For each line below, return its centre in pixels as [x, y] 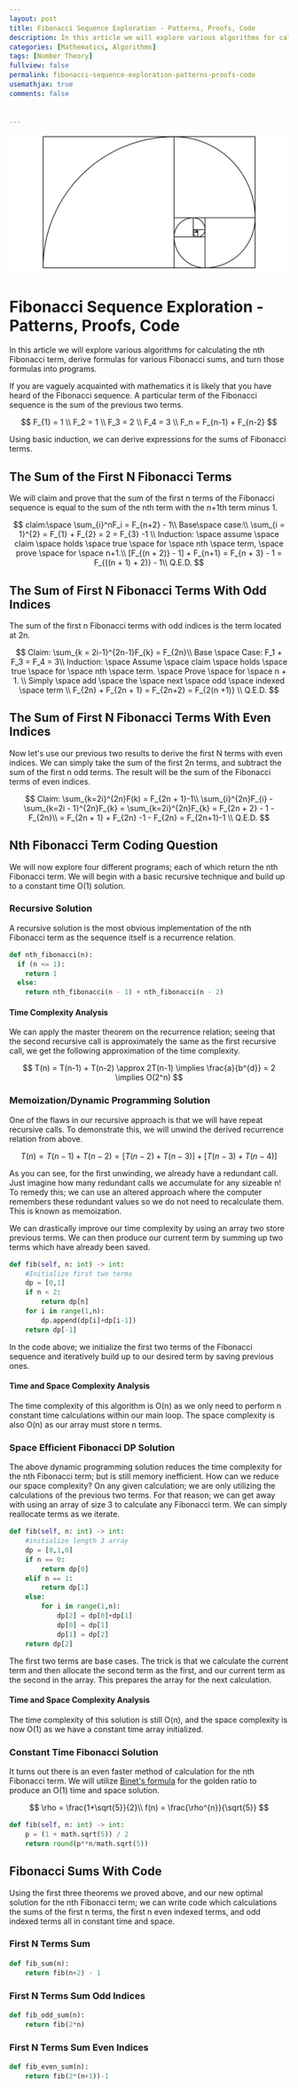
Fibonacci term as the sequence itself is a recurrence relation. [122, 937]
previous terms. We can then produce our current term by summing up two [146, 1238]
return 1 [41, 973]
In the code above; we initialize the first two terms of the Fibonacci [131, 1347]
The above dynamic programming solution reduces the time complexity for [145, 1467]
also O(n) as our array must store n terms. [86, 1424]
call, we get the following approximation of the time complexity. [125, 1051]
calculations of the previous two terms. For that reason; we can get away [142, 1495]
